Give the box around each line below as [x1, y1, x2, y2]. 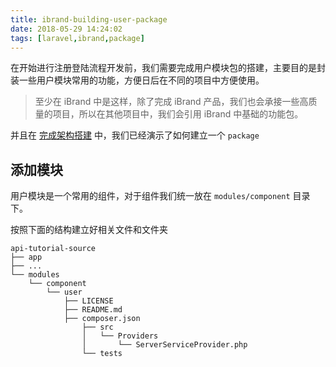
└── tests [81, 349, 123, 359]
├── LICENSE [63, 296, 114, 306]
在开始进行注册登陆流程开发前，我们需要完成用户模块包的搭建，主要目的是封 [10, 62, 326, 74]
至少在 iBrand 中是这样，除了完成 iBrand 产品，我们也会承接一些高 [34, 96, 309, 108]
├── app [10, 252, 43, 263]
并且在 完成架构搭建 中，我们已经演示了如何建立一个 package [10, 129, 260, 141]
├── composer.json [63, 314, 141, 324]
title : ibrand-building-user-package [10, 14, 168, 25]
